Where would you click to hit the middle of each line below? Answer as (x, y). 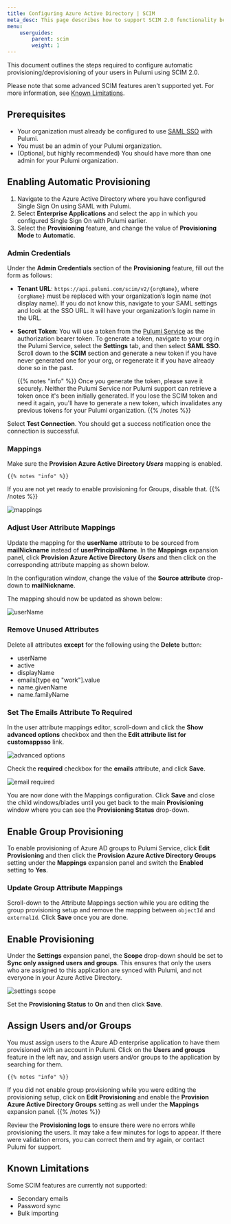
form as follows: (30, 275)
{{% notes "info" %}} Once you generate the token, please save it (110, 381)
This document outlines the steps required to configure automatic (100, 65)
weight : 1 (46, 45)
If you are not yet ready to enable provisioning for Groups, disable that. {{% (114, 489)
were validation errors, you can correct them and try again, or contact (106, 1139)
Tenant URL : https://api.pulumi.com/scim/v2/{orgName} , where (108, 288)
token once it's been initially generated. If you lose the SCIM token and (117, 396)
